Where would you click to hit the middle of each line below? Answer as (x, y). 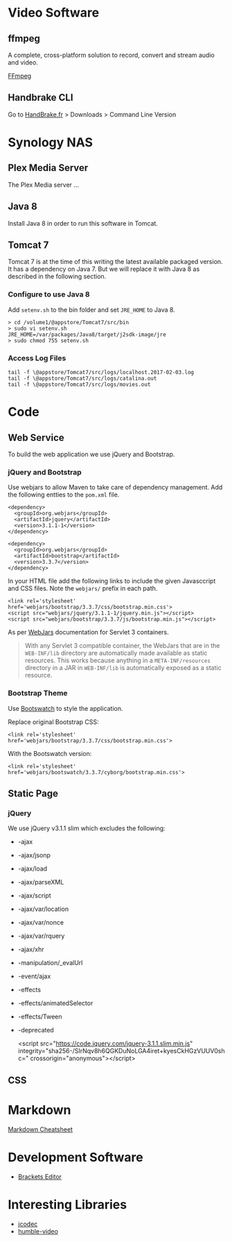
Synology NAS (50, 142)
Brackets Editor (39, 1176)
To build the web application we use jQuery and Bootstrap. (91, 454)
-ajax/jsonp (34, 855)
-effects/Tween (40, 1017)
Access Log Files (37, 358)
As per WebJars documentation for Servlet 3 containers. (88, 632)
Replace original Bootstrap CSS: (53, 722)
